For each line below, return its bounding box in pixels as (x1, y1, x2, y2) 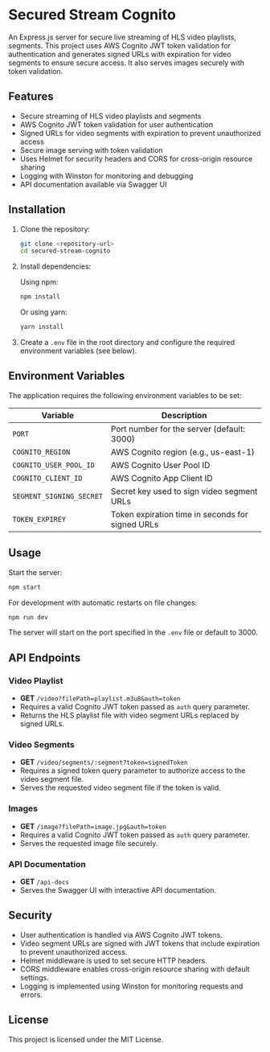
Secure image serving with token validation (19, 145, 163, 154)
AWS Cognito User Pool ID (111, 459, 211, 471)
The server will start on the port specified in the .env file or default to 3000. (8, 627, 259, 637)
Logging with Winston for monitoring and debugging (19, 171, 194, 180)
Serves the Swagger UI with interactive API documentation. (19, 886, 217, 895)
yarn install (19, 323, 64, 331)
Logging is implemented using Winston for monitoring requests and (19, 981, 243, 991)
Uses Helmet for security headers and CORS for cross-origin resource (19, 154, 253, 163)
